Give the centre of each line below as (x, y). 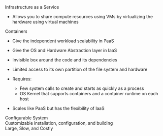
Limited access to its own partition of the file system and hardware (80, 69)
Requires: (22, 79)
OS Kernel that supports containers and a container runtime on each (89, 94)
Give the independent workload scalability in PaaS (63, 41)
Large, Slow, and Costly (29, 128)
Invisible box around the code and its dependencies (65, 60)
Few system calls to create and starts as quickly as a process (82, 88)
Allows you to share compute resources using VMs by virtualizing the (82, 16)
